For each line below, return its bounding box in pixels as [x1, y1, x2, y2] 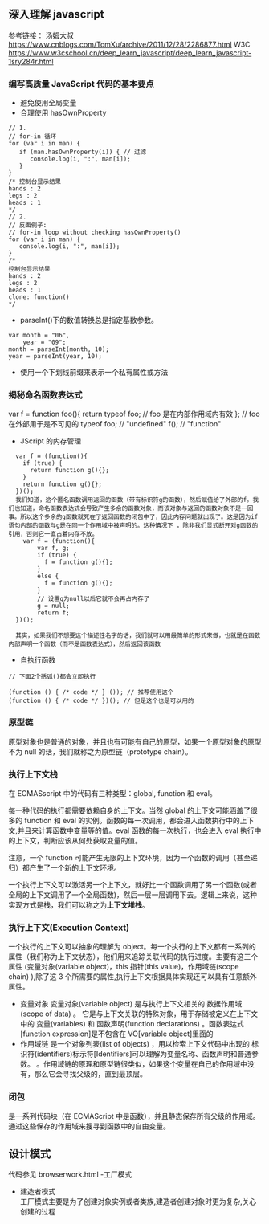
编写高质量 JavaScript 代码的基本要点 [8, 78, 154, 89]
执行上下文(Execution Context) [8, 922, 130, 933]
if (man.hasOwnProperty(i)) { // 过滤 [18, 148, 147, 157]
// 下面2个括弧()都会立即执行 [8, 673, 96, 681]
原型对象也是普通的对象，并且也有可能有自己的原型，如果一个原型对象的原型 [8, 736, 262, 746]
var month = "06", [8, 332, 70, 340]
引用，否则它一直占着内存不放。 [8, 530, 99, 538]
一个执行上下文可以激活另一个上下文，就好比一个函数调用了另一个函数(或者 [8, 880, 258, 889]
